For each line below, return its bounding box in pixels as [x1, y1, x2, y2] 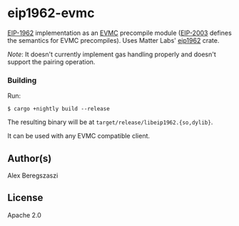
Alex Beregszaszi [7, 171, 59, 180]
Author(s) [7, 152, 52, 165]
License [7, 192, 44, 204]
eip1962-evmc [7, 5, 95, 21]
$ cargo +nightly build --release [7, 106, 111, 113]
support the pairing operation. [7, 57, 96, 66]
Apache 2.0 [7, 210, 41, 219]
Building [7, 75, 37, 85]
